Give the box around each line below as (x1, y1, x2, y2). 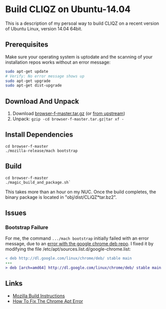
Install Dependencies (5, 130, 73, 139)
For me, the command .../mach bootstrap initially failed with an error (5, 235, 149, 241)
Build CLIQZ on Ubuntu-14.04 (5, 4, 131, 15)
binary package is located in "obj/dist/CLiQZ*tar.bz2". (5, 194, 117, 200)
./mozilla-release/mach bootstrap (5, 148, 78, 153)
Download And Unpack (5, 97, 79, 106)
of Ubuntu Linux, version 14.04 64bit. (5, 25, 82, 31)
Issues (5, 209, 27, 217)
